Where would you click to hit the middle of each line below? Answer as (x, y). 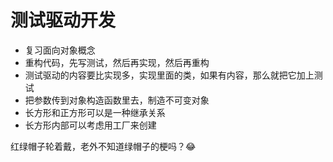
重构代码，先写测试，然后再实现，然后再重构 (117, 62)
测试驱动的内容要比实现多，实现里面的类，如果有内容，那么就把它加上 (169, 75)
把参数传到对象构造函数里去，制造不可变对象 (117, 100)
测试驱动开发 (63, 20)
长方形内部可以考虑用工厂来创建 (90, 125)
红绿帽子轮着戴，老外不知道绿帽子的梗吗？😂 (103, 146)
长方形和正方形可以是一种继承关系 (95, 112)
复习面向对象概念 (60, 50)
